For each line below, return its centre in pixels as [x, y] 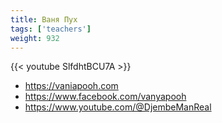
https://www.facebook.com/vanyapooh [105, 97]
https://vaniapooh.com [71, 86]
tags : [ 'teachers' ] [51, 29]
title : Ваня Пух [44, 19]
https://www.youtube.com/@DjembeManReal [118, 107]
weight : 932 [35, 38]
